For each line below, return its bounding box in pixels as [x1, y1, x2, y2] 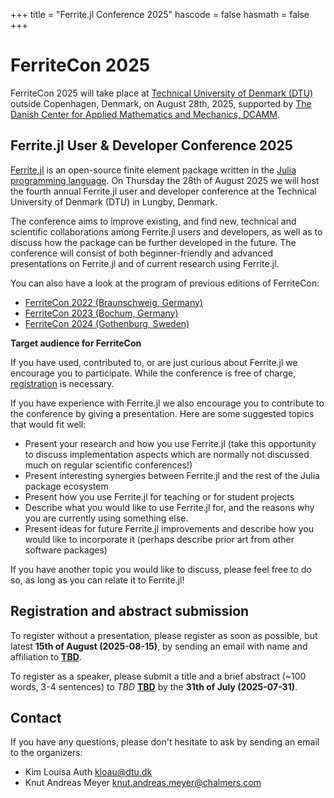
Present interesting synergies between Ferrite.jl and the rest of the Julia [24, 469, 320, 481]
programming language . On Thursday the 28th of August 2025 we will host [10, 174, 320, 186]
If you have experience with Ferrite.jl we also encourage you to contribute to [10, 397, 325, 409]
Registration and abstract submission [10, 603, 250, 620]
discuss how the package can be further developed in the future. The [10, 236, 297, 248]
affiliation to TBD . [10, 650, 82, 663]
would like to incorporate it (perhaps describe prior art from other [24, 533, 295, 545]
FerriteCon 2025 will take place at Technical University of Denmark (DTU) [10, 87, 314, 99]
